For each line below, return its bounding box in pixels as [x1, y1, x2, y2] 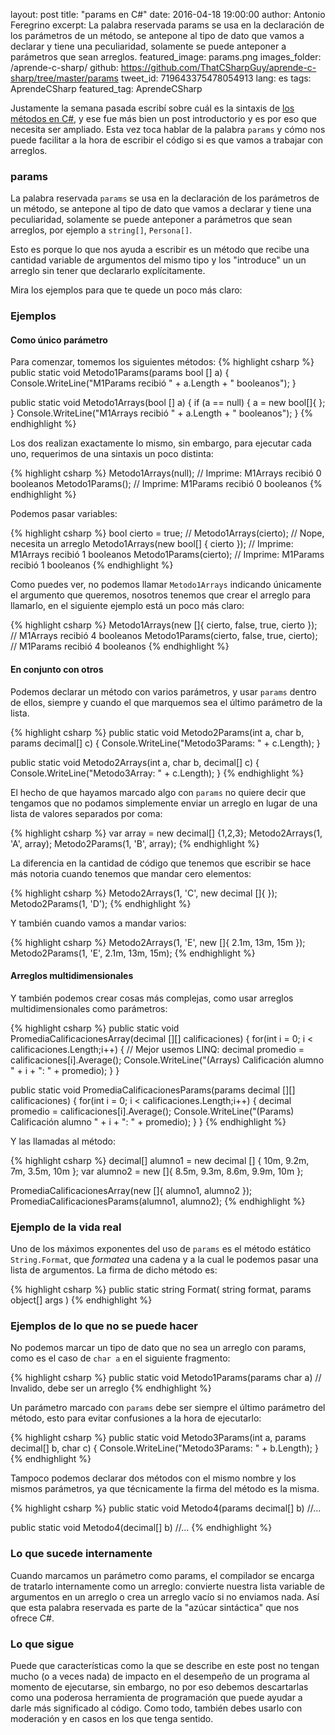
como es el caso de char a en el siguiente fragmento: [10, 1352, 231, 1364]
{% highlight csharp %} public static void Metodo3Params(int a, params [10, 1432, 307, 1444]
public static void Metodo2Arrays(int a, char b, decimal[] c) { [10, 756, 260, 768]
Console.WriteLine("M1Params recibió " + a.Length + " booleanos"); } [10, 377, 297, 389]
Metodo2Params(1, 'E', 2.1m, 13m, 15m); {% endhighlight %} [10, 947, 256, 959]
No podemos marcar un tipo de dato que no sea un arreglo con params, [10, 1342, 307, 1354]
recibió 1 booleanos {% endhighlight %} [10, 559, 174, 571]
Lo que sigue [10, 1637, 75, 1651]
